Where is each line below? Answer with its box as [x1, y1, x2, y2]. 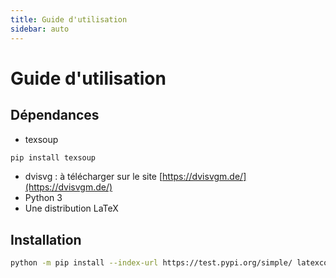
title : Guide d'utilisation [10, 14, 128, 25]
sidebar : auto [10, 24, 70, 34]
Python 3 [24, 192, 63, 204]
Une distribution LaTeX [24, 202, 119, 215]
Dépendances [10, 107, 100, 124]
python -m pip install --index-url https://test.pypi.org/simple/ [10, 258, 293, 268]
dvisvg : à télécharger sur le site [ [24, 171, 163, 183]
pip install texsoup [10, 152, 97, 163]
